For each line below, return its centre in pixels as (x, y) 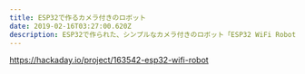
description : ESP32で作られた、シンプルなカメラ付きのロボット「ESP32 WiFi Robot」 (156, 34)
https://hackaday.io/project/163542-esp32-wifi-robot (109, 60)
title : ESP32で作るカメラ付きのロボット (78, 18)
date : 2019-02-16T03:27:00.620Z (70, 26)
